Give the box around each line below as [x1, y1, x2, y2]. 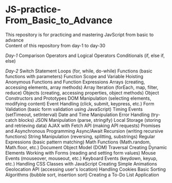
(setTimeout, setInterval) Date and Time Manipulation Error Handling [5, 112, 150, 118]
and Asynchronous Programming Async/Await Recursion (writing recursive [5, 127, 163, 134]
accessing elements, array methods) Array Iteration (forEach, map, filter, [5, 84, 159, 90]
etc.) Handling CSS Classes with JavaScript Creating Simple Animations [5, 160, 158, 167]
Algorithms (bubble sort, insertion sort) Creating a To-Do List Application [5, 171, 159, 178]
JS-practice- [5, 4, 62, 15]
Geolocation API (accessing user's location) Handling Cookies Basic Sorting [5, 166, 166, 172]
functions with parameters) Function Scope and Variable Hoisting [5, 73, 144, 79]
